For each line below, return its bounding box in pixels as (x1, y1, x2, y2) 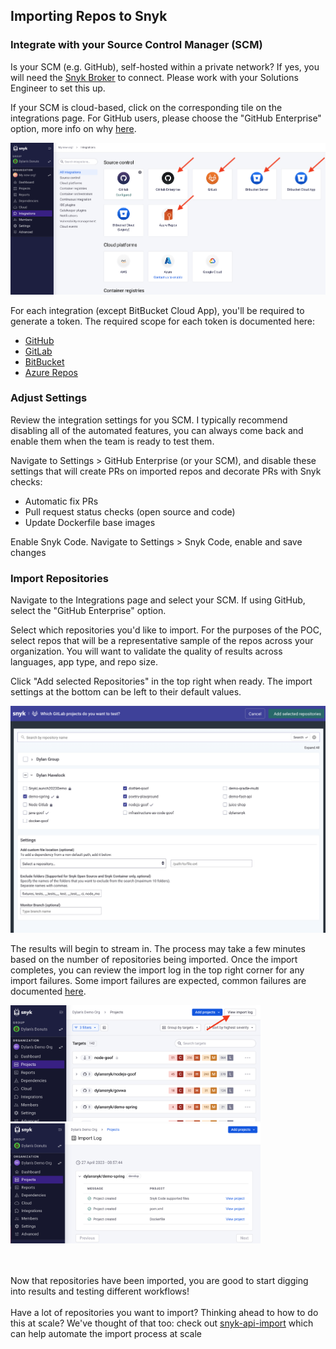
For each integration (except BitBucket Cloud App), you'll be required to (10, 304, 305, 316)
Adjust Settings (10, 391, 88, 405)
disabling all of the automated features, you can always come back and (10, 424, 304, 436)
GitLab (24, 345, 53, 357)
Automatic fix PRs (24, 495, 99, 507)
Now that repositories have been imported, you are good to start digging (10, 1275, 309, 1287)
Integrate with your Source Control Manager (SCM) (10, 38, 263, 52)
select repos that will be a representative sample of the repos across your (10, 635, 314, 647)
